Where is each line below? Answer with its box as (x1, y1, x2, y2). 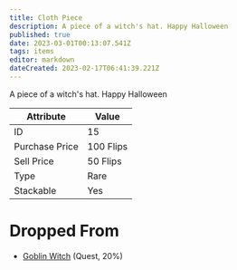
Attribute (26, 110, 66, 122)
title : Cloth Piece (9, 13, 83, 23)
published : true (9, 30, 71, 39)
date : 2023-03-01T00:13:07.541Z (9, 38, 131, 48)
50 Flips (87, 155, 122, 168)
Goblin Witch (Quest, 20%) (22, 250, 124, 261)
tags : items (9, 47, 54, 56)
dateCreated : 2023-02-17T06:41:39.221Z (9, 64, 160, 73)
